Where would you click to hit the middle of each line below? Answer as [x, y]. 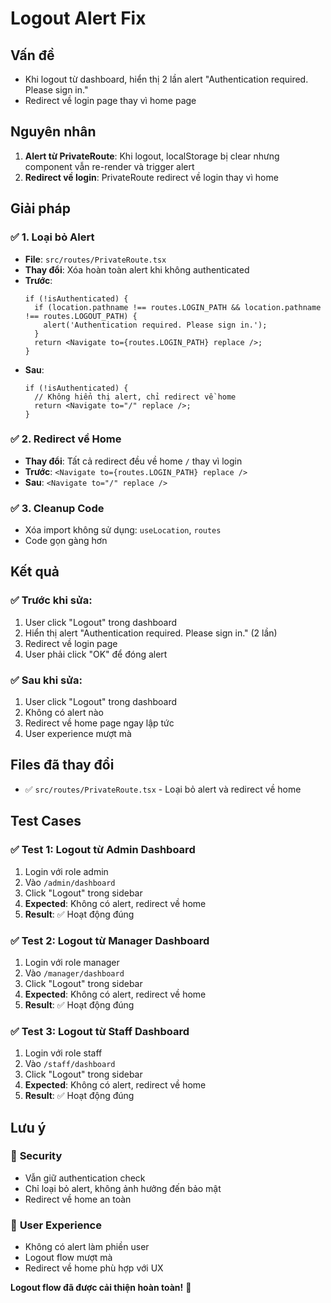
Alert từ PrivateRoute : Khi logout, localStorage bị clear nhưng [152, 156]
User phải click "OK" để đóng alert [96, 654]
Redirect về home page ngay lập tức [99, 723]
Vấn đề [32, 55]
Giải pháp [41, 208]
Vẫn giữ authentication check [85, 1178]
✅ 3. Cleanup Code [57, 508]
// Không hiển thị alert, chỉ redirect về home [135, 397]
